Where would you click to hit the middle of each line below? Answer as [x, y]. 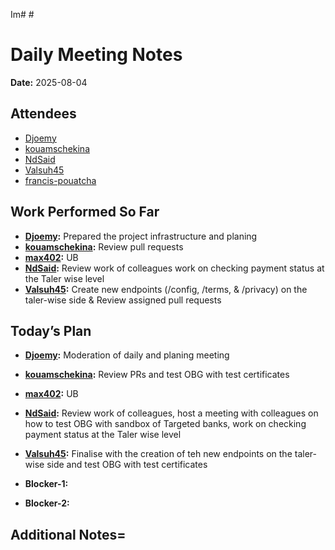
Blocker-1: [46, 484]
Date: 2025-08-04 [49, 82]
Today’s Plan [51, 330]
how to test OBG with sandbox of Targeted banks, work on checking [165, 424]
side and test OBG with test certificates [127, 465]
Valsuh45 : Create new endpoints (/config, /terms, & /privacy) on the [166, 289]
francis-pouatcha [60, 180]
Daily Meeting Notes [96, 55]
